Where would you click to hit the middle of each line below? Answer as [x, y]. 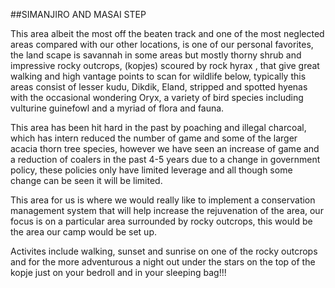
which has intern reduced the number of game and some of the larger [154, 138]
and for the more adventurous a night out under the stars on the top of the [163, 262]
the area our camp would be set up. [84, 232]
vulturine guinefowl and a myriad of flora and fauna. [117, 108]
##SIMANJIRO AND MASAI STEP [78, 14]
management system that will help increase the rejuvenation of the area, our [167, 210]
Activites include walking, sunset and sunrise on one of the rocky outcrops [164, 251]
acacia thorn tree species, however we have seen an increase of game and [165, 148]
